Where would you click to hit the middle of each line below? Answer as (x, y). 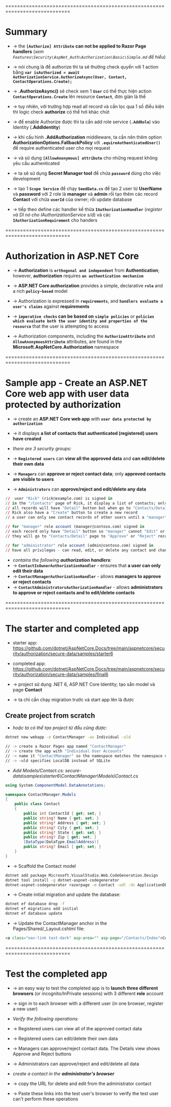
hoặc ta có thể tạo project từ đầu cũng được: (60, 728)
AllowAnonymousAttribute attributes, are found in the (67, 341)
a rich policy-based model (40, 291)
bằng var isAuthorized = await (46, 72)
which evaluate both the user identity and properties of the (80, 321)
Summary (26, 32)
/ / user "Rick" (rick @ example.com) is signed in (59, 498)
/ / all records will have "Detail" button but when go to (68, 508)
